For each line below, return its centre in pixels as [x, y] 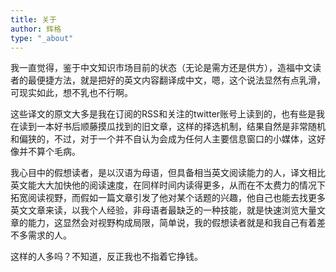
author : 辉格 [36, 29]
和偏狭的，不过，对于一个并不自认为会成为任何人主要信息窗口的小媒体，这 [163, 139]
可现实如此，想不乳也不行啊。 [71, 93]
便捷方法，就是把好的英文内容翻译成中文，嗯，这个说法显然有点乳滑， [181, 80]
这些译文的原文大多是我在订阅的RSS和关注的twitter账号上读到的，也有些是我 [168, 114]
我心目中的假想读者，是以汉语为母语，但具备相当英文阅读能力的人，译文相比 [168, 173]
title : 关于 [33, 19]
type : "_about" [42, 38]
